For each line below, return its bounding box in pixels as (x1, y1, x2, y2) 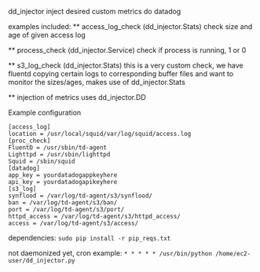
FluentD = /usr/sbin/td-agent (8, 144, 108, 152)
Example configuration (8, 108, 82, 117)
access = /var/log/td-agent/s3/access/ (8, 219, 139, 227)
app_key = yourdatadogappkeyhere (8, 171, 118, 179)
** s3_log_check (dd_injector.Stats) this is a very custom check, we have (8, 61, 244, 70)
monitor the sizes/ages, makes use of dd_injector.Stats (8, 78, 186, 86)
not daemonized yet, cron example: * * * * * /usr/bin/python (8, 248, 212, 258)
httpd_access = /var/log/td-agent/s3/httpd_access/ (8, 212, 181, 220)
